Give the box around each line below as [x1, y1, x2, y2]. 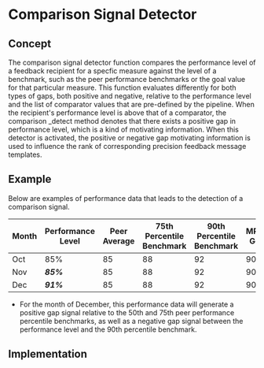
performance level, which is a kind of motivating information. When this [8, 125, 240, 134]
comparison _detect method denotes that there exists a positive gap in [8, 117, 236, 125]
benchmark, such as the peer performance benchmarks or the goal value [8, 75, 246, 84]
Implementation [8, 348, 88, 361]
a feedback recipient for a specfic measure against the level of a [8, 66, 217, 76]
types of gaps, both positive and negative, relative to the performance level [8, 91, 251, 100]
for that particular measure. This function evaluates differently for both [8, 83, 237, 92]
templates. [8, 150, 42, 159]
